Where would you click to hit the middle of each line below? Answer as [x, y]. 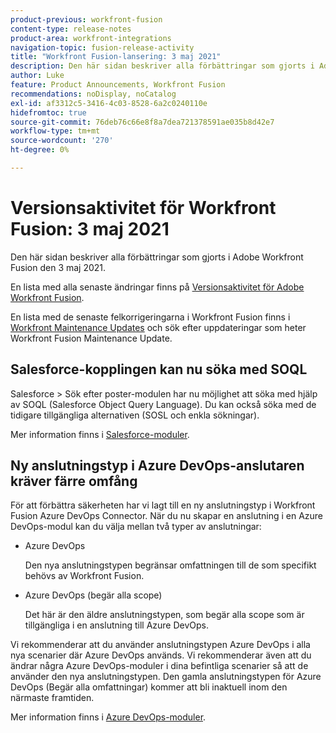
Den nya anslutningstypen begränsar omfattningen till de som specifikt [170, 565]
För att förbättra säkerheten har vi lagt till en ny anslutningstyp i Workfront [163, 505]
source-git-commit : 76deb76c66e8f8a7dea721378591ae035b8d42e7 [142, 122]
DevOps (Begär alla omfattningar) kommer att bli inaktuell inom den [149, 687]
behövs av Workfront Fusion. [84, 576]
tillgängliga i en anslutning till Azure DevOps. [117, 625]
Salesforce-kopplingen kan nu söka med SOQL [159, 369]
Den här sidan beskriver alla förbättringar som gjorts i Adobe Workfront [157, 257]
